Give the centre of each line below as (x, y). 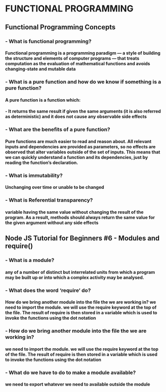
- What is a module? (30, 261)
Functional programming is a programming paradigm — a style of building (83, 53)
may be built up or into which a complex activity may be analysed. (75, 277)
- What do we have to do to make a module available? (71, 373)
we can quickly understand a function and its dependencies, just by (77, 157)
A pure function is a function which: (43, 100)
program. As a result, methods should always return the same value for (80, 217)
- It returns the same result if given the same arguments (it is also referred (83, 111)
